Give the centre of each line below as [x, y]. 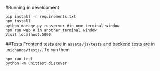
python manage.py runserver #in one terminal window [62, 26]
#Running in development [32, 7]
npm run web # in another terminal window [51, 30]
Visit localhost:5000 [28, 35]
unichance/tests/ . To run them [37, 50]
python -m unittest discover [36, 63]
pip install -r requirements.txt [41, 17]
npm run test [19, 59]
